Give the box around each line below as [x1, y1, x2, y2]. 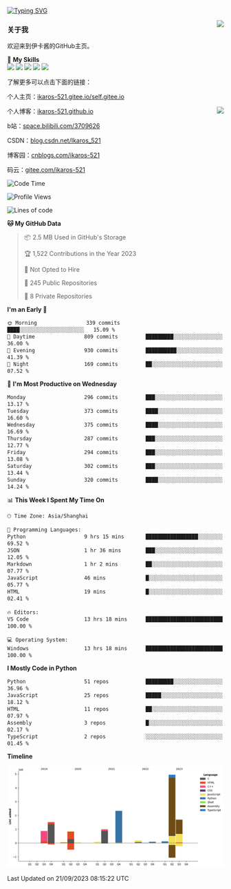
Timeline [7, 752, 33, 760]
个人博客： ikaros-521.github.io [7, 107, 94, 116]
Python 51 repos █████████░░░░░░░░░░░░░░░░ [7, 678, 223, 685]
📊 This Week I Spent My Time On [7, 496, 104, 504]
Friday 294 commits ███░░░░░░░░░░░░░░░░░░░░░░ [7, 449, 223, 456]
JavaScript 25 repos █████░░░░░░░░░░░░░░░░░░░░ [7, 692, 223, 699]
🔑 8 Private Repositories [23, 292, 93, 301]
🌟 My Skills [7, 56, 40, 64]
